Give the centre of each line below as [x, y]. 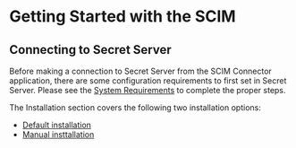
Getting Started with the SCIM [123, 17]
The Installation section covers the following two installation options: [135, 108]
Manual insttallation [58, 135]
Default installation [57, 125]
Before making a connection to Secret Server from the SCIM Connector [141, 71]
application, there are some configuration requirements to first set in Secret [148, 81]
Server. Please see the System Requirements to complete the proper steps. [148, 90]
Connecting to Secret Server [90, 50]
